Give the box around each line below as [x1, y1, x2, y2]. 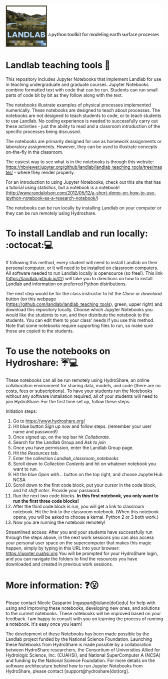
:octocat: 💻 [5, 239, 53, 251]
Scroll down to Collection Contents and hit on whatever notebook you [12, 461, 156, 467]
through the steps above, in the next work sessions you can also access [5, 534, 154, 540]
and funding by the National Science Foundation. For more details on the [5, 657, 155, 663]
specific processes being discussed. [5, 129, 81, 135]
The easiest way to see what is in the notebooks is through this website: [5, 159, 154, 165]
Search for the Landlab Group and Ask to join [12, 439, 106, 445]
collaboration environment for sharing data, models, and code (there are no [5, 382, 161, 388]
